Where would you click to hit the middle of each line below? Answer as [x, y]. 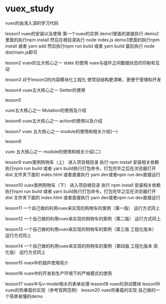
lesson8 [13, 141]
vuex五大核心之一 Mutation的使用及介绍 [46, 110]
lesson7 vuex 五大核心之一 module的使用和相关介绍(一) [61, 131]
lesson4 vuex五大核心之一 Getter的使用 [45, 90]
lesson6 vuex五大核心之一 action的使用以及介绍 [54, 121]
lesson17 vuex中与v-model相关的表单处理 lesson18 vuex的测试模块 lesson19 [83, 284]
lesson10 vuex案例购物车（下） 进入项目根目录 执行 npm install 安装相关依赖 [83, 185]
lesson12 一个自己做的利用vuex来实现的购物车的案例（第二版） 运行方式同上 [83, 219]
